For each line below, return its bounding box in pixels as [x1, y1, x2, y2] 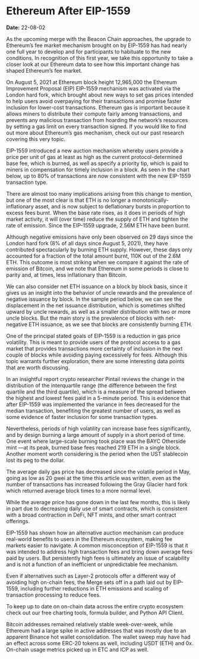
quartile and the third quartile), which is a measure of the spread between [6, 388, 187, 395]
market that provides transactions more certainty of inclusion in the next [6, 345, 183, 352]
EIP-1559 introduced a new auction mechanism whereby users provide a [6, 147, 184, 154]
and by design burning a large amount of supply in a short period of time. [6, 431, 185, 438]
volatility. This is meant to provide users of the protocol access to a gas [6, 338, 181, 346]
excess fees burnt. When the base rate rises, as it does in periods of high [6, 209, 185, 216]
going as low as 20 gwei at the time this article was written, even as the [6, 474, 181, 482]
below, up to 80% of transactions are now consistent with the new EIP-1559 [6, 172, 191, 179]
